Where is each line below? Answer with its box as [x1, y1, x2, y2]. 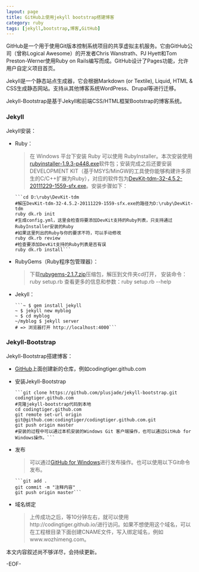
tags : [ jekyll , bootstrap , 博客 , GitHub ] [6, 25, 100, 32]
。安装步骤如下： [86, 182, 128, 189]
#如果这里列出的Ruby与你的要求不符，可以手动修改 [14, 230, 122, 236]
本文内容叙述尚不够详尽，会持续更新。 [6, 548, 100, 555]
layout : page [6, 8, 39, 15]
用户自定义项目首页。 [6, 65, 58, 72]
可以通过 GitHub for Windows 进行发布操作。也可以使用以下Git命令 [29, 458, 191, 465]
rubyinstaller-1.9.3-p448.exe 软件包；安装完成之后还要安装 [29, 160, 172, 167]
